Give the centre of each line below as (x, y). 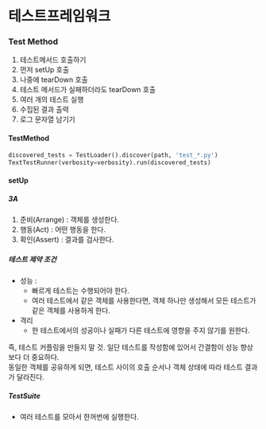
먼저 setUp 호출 (44, 70)
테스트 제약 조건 (33, 259)
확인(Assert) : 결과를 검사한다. (67, 240)
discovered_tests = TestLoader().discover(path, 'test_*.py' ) (113, 155)
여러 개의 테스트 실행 (52, 99)
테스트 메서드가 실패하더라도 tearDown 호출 (88, 90)
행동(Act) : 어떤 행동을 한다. (62, 230)
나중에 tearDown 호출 (54, 79)
